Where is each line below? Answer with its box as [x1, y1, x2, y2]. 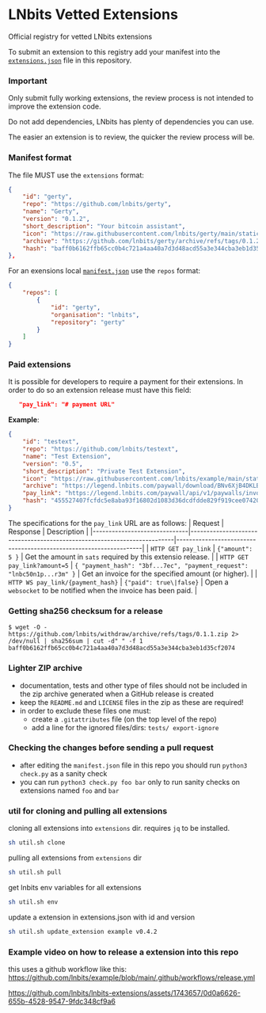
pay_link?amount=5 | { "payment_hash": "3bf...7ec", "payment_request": [8, 560, 249, 569]
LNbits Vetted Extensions [8, 6, 178, 24]
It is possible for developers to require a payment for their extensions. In [8, 377, 244, 387]
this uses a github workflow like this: [8, 964, 127, 973]
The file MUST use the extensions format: [8, 170, 145, 180]
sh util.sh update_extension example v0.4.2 [8, 927, 158, 935]
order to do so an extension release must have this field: [8, 386, 192, 395]
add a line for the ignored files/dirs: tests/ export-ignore [31, 722, 219, 732]
